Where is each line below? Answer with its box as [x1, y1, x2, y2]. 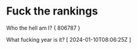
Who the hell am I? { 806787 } [6, 24, 80, 31]
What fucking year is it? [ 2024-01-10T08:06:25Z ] [6, 36, 132, 43]
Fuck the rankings [6, 4, 98, 18]
